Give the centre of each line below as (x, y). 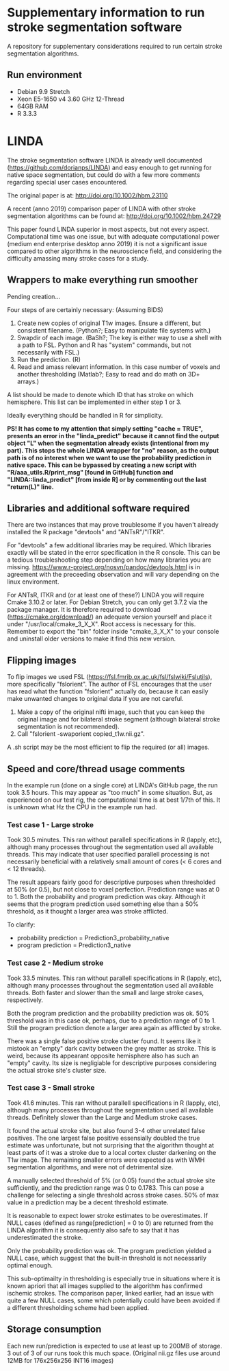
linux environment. (33, 582)
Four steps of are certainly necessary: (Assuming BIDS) (85, 309)
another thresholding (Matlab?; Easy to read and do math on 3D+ (108, 374)
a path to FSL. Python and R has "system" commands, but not (104, 345)
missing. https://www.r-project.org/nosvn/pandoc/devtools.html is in (104, 567)
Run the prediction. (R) (49, 359)
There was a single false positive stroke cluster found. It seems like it (104, 1041)
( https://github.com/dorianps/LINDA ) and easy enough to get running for (109, 167)
